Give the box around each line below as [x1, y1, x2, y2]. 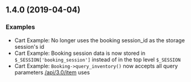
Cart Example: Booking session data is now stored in [14, 49, 146, 57]
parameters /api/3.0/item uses [14, 69, 90, 76]
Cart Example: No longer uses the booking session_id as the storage [14, 36, 185, 44]
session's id [14, 43, 45, 50]
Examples [5, 23, 36, 31]
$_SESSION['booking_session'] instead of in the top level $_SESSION [14, 55, 181, 63]
